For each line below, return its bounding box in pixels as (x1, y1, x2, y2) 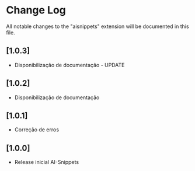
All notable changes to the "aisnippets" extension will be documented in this (6, 23, 189, 30)
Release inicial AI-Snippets (14, 159, 79, 166)
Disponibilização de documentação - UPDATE (14, 61, 125, 68)
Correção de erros (14, 126, 60, 133)
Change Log (6, 4, 66, 17)
